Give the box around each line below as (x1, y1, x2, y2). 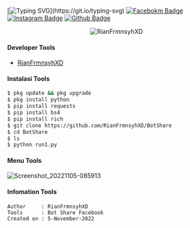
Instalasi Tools (7, 74, 50, 82)
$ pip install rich (7, 115, 64, 123)
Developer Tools (7, 43, 55, 51)
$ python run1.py (7, 141, 58, 148)
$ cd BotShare (7, 128, 49, 135)
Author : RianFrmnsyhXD (7, 203, 89, 210)
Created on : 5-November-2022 (7, 215, 95, 222)
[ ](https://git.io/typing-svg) (7, 7, 125, 15)
